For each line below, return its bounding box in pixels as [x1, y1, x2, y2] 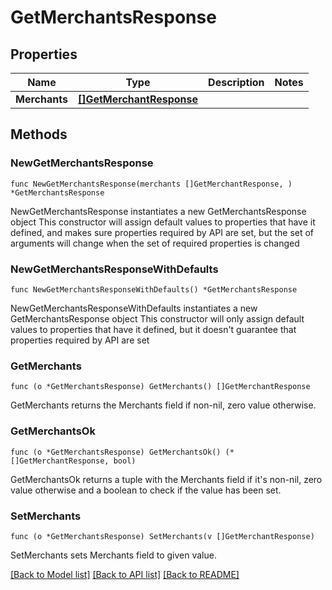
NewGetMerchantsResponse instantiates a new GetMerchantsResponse [10, 205, 307, 217]
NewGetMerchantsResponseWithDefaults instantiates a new [10, 302, 258, 314]
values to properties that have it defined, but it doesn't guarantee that [10, 323, 297, 335]
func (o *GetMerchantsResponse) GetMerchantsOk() [10, 447, 222, 457]
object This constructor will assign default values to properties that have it [10, 216, 316, 228]
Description [208, 76, 265, 89]
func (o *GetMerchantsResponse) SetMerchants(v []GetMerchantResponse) [10, 531, 315, 541]
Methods [10, 126, 68, 143]
